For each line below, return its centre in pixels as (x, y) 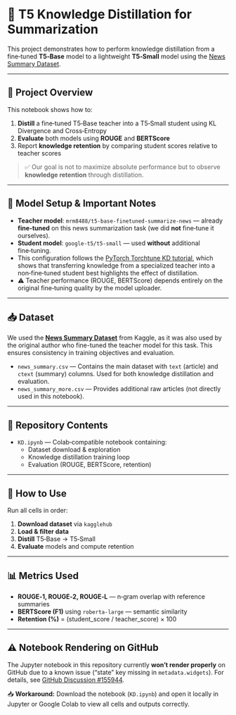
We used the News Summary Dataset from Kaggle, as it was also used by (115, 338)
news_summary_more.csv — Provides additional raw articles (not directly (119, 389)
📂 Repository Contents (58, 425)
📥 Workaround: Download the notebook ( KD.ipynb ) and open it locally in (113, 694)
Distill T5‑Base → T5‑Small (57, 539)
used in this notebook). (51, 397)
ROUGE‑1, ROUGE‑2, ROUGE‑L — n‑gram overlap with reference (111, 596)
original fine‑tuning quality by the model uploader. (90, 287)
